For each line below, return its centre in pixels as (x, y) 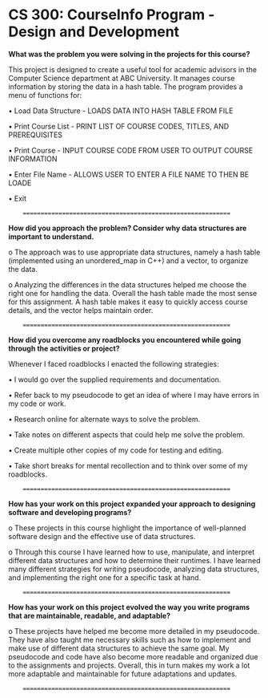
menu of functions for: (45, 95)
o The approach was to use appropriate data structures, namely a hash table (134, 252)
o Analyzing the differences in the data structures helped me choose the (128, 284)
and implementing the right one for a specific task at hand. (105, 577)
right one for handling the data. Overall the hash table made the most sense (133, 293)
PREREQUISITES (35, 135)
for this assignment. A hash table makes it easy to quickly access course (128, 302)
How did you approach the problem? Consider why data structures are (128, 228)
